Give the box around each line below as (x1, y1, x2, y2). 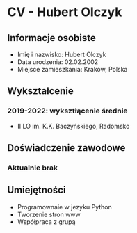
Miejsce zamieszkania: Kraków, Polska (17, 65, 128, 73)
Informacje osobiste (7, 32, 96, 44)
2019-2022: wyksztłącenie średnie (7, 106, 128, 115)
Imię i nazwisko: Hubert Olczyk (17, 50, 106, 58)
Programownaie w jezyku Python (17, 202, 113, 211)
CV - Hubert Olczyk (7, 4, 122, 20)
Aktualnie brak (7, 163, 58, 172)
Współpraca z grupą (17, 217, 76, 226)
